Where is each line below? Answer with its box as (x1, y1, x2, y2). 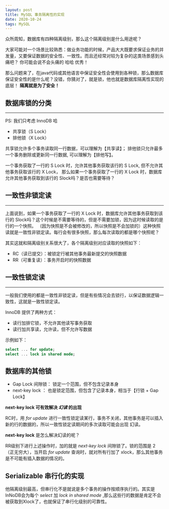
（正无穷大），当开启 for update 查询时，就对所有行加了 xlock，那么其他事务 (5, 449, 163, 455)
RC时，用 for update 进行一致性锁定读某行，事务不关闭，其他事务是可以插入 (5, 415, 163, 421)
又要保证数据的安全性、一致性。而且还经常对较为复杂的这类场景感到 (18, 53, 159, 59)
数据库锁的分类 (5, 99, 52, 107)
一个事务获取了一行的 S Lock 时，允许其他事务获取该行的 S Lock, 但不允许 (5, 162, 159, 169)
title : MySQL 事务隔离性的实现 (5, 12, 65, 17)
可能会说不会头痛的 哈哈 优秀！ (24, 59, 89, 66)
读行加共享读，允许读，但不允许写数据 (12, 326, 92, 332)
